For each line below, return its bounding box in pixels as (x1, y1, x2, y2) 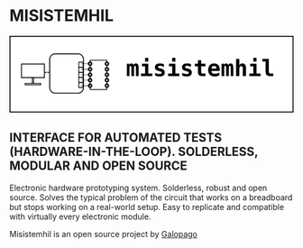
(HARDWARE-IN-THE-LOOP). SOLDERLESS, (9, 144, 259, 160)
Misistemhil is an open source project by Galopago (9, 228, 198, 239)
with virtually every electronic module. (9, 211, 151, 222)
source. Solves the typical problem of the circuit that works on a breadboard (9, 191, 293, 203)
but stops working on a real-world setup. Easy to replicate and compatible (9, 201, 285, 212)
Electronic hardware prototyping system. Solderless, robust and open (9, 182, 268, 193)
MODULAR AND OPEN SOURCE (9, 159, 188, 174)
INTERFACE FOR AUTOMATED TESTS (9, 130, 223, 145)
